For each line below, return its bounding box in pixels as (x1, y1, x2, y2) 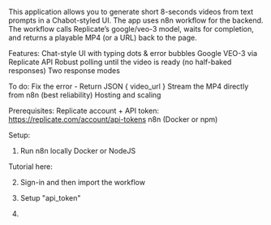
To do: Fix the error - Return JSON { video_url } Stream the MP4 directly (8, 81, 249, 91)
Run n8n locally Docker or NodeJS (19, 146, 136, 155)
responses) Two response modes (8, 66, 120, 76)
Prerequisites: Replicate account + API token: (8, 106, 160, 115)
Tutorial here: (8, 162, 53, 171)
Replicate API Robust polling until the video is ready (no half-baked (8, 57, 232, 67)
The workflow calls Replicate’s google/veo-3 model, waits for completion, (8, 24, 254, 33)
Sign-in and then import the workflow (19, 178, 146, 187)
